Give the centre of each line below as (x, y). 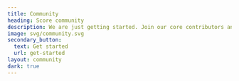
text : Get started (41, 46)
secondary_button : (34, 40)
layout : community (34, 60)
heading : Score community (46, 20)
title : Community (33, 14)
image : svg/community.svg (46, 33)
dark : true (23, 66)
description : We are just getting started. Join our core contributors (116, 27)
